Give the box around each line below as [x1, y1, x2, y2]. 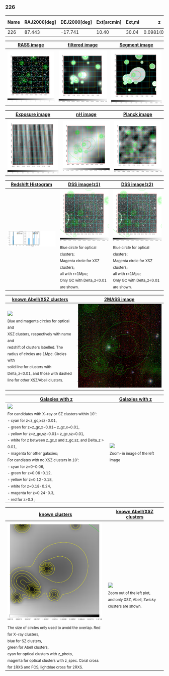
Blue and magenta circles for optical [7, 318, 69, 324]
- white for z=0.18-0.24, [7, 484, 51, 489]
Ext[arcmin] [96, 19, 122, 25]
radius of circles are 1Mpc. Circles [7, 351, 67, 357]
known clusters [39, 511, 72, 517]
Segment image [119, 42, 153, 48]
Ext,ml [125, 19, 140, 25]
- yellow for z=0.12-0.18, [7, 477, 53, 482]
